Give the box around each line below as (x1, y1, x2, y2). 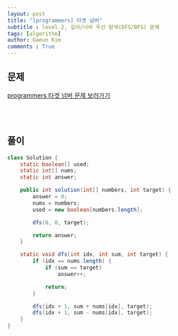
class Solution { (7, 154, 58, 161)
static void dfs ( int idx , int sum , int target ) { (20, 251, 169, 258)
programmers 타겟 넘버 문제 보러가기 (7, 91, 110, 100)
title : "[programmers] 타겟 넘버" (7, 17, 103, 24)
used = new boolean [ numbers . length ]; (32, 206, 143, 213)
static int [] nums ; (20, 167, 77, 174)
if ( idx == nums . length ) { (32, 258, 112, 265)
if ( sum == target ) (44, 264, 102, 271)
